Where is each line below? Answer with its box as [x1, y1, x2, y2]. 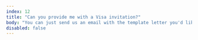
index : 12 [6, 8, 31, 15]
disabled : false [6, 25, 46, 31]
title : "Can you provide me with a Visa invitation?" [6, 14, 141, 20]
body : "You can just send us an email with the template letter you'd [6, 19, 183, 25]
